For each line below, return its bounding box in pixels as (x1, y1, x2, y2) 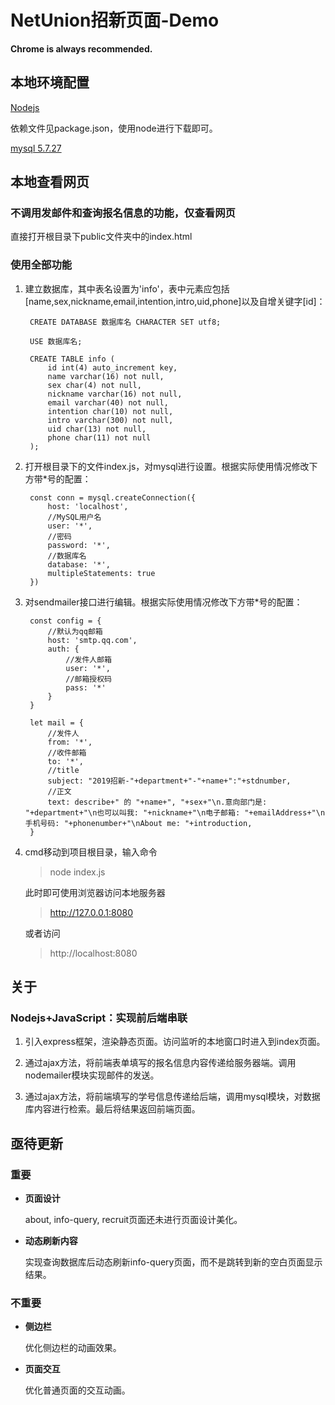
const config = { (29, 616, 102, 626)
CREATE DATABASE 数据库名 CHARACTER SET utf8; (29, 317, 222, 327)
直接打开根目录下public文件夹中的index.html (10, 231, 193, 243)
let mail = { (29, 717, 84, 728)
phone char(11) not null (47, 432, 152, 443)
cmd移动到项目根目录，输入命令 (24, 846, 158, 858)
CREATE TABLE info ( (29, 354, 115, 364)
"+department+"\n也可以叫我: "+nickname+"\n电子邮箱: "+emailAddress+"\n (24, 807, 326, 818)
